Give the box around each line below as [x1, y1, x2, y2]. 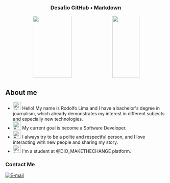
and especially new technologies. [12, 116, 83, 122]
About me [5, 88, 37, 97]
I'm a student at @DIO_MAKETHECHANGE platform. [22, 148, 131, 154]
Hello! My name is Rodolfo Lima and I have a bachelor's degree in [22, 105, 160, 111]
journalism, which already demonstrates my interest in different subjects [12, 111, 165, 117]
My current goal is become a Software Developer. [22, 125, 127, 131]
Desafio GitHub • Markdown [50, 4, 122, 11]
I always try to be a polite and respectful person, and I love [22, 134, 145, 140]
